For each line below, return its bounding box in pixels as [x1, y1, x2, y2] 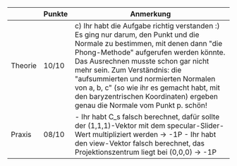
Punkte [43, 9, 68, 18]
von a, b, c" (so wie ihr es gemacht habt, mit [74, 83, 220, 93]
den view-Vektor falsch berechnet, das [74, 138, 205, 148]
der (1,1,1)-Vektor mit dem [74, 121, 166, 130]
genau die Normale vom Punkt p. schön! [74, 100, 208, 110]
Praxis [11, 130, 32, 139]
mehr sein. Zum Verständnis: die [74, 65, 182, 75]
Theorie [11, 61, 37, 70]
